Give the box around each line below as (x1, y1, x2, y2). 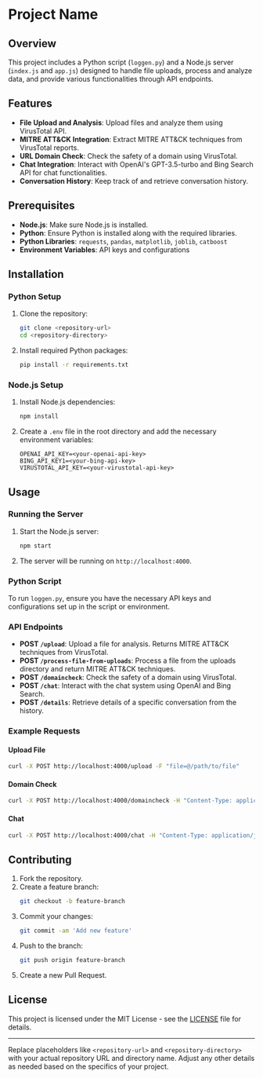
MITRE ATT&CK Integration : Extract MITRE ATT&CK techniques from (19, 134, 243, 144)
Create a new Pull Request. (19, 970, 107, 979)
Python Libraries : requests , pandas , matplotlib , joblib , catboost (19, 236, 228, 246)
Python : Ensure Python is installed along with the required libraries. (19, 228, 237, 237)
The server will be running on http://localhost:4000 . (19, 556, 192, 565)
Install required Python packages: (19, 346, 128, 355)
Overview (8, 37, 57, 50)
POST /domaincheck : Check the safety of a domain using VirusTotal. (19, 673, 237, 682)
